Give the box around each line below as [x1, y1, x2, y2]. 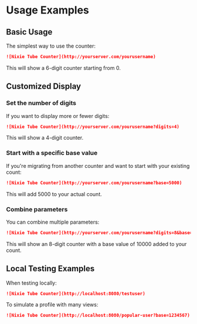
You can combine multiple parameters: [6, 218, 100, 225]
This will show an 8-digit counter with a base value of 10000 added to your [6, 240, 187, 247]
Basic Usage [6, 27, 53, 37]
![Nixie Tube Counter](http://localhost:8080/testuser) [6, 291, 145, 296]
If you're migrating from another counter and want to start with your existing [6, 162, 190, 169]
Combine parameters [6, 205, 68, 213]
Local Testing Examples [6, 264, 95, 274]
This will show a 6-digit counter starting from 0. [6, 64, 121, 71]
